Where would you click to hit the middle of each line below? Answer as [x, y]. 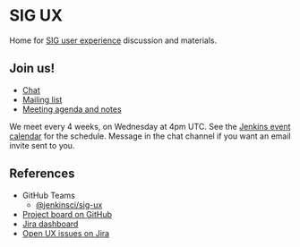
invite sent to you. [42, 145]
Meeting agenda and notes [72, 109]
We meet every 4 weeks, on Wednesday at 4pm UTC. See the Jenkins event [150, 126]
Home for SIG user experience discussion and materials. [113, 40]
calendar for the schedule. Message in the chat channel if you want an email [150, 136]
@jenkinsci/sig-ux [69, 204]
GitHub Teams [49, 195]
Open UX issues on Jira [66, 233]
